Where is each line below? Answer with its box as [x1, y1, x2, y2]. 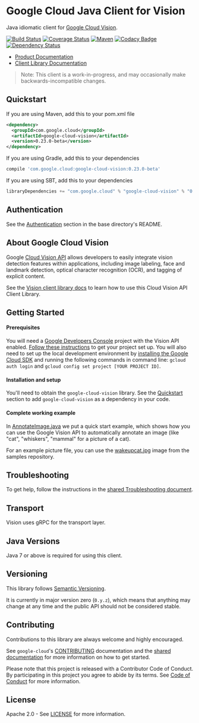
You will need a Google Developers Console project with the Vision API [6, 337, 179, 345]
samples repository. [6, 453, 55, 460]
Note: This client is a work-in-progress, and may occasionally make [20, 71, 186, 78]
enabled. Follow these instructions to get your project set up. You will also [6, 343, 187, 351]
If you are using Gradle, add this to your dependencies [6, 154, 140, 162]
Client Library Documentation [14, 59, 87, 67]
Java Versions [6, 536, 61, 546]
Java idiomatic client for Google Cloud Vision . [6, 24, 118, 31]
